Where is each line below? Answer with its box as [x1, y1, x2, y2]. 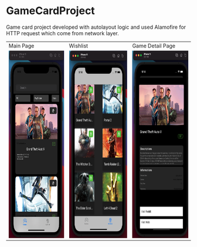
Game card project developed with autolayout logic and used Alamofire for [6, 23, 186, 31]
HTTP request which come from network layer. [6, 29, 119, 36]
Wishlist [69, 42, 89, 49]
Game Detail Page [132, 42, 176, 49]
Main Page [8, 42, 35, 49]
